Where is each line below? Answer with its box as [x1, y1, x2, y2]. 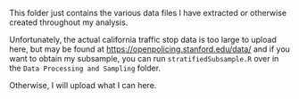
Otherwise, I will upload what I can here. [9, 80, 157, 90]
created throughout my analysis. [9, 17, 129, 28]
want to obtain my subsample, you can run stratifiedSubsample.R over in [9, 54, 279, 63]
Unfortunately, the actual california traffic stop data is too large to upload [9, 35, 277, 45]
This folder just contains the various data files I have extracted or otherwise [9, 8, 287, 18]
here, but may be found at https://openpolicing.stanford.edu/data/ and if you [9, 44, 290, 54]
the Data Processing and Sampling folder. [9, 62, 162, 73]
